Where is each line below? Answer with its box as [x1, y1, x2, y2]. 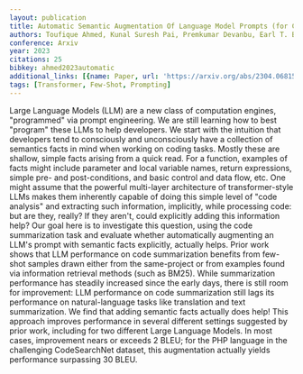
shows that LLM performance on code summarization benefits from [9, 249, 261, 260]
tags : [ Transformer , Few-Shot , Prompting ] [9, 80, 171, 89]
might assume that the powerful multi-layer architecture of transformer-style [9, 181, 294, 192]
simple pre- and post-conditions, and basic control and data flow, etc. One [9, 172, 286, 183]
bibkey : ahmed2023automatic [9, 64, 115, 73]
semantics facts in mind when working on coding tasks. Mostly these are [9, 143, 280, 154]
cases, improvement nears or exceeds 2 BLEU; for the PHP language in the [9, 334, 288, 345]
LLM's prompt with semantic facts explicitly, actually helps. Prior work [9, 239, 270, 250]
